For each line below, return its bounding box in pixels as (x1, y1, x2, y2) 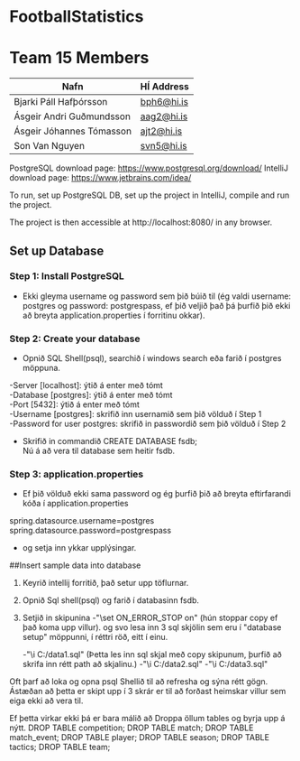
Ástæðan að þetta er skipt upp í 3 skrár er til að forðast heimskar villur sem (9, 686, 286, 697)
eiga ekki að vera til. (9, 695, 84, 706)
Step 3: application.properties (9, 468, 144, 480)
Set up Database (9, 243, 105, 258)
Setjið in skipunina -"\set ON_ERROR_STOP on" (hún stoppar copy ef (22, 612, 278, 624)
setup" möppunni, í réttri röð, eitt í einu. (22, 632, 168, 643)
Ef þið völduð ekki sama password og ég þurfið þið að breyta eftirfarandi (22, 488, 291, 499)
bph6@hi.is (140, 96, 189, 108)
